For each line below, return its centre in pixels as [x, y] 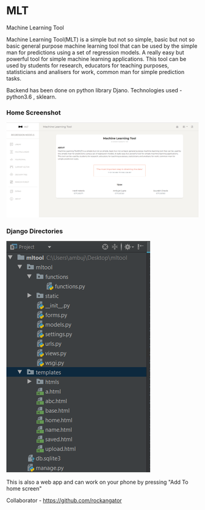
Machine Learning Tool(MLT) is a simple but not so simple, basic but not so [101, 39]
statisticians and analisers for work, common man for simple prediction [95, 72]
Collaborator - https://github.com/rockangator [64, 501]
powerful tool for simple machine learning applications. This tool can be [96, 59]
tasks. [14, 78]
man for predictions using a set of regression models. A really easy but [95, 52]
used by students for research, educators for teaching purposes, [88, 65]
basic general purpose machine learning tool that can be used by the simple [102, 46]
